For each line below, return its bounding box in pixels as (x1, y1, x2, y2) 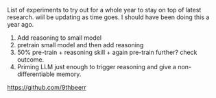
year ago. (7, 21, 34, 28)
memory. (56, 70, 82, 78)
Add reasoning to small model (16, 34, 101, 42)
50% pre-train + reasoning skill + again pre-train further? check (16, 48, 197, 56)
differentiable (16, 70, 55, 78)
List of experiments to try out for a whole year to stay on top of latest (7, 6, 202, 14)
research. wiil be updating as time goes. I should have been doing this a (7, 13, 210, 21)
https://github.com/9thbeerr (7, 84, 87, 91)
